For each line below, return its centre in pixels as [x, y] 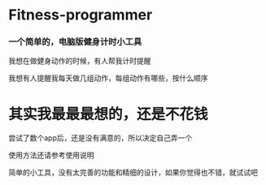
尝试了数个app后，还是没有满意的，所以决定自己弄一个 [100, 138]
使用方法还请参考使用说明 [51, 155]
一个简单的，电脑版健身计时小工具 [75, 42]
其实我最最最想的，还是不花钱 [109, 114]
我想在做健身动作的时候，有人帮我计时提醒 [80, 61]
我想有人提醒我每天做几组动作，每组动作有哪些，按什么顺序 [108, 78]
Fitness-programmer [81, 15]
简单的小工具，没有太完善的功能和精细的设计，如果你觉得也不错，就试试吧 [133, 173]
